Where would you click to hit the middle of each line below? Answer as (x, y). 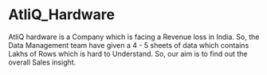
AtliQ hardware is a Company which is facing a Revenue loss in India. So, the (134, 37)
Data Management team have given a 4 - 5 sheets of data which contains (129, 45)
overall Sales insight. (42, 62)
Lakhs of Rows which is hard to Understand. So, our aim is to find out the (128, 53)
